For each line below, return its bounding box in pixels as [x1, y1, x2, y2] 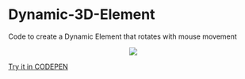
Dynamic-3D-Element [8, 6, 155, 24]
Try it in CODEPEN [8, 62, 69, 71]
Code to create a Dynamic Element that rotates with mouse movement [8, 32, 238, 41]
